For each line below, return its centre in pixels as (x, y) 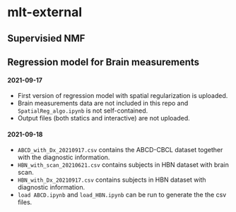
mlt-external (45, 12)
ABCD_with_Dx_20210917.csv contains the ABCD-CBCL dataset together (120, 150)
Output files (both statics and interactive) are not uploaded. (104, 118)
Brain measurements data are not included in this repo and (103, 104)
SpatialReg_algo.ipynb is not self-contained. (83, 111)
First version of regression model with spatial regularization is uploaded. (123, 96)
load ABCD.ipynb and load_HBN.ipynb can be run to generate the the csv (122, 195)
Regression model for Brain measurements (104, 62)
